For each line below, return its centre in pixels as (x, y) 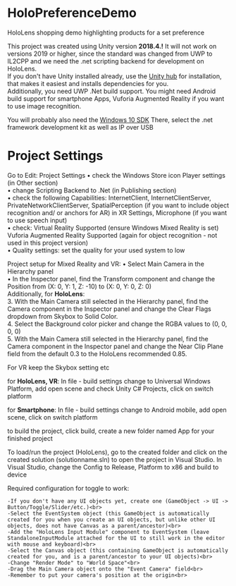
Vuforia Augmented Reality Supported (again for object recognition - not (112, 235)
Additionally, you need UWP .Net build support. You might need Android (112, 91)
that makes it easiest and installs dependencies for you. (88, 83)
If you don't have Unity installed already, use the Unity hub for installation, (114, 76)
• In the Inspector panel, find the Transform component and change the (111, 279)
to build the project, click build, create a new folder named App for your (111, 431)
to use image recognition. (44, 106)
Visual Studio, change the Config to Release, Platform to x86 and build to (113, 467)
